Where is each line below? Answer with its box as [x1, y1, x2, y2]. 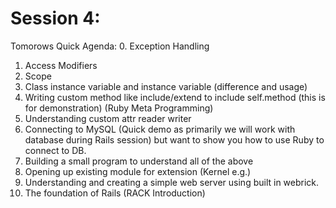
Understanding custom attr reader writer [24, 112, 192, 124]
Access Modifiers [24, 59, 98, 71]
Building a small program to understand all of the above [24, 155, 254, 167]
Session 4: [10, 7, 101, 30]
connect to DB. [24, 144, 87, 156]
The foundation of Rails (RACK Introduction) [24, 187, 206, 199]
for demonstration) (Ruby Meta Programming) [24, 102, 214, 114]
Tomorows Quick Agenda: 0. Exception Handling [10, 40, 210, 52]
